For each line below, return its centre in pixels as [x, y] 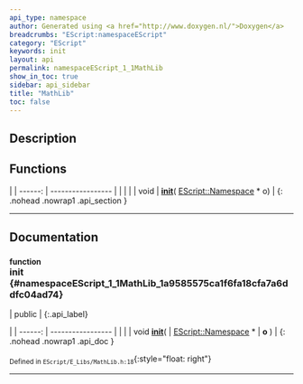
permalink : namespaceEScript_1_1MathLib [87, 69]
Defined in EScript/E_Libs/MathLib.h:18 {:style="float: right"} [110, 360]
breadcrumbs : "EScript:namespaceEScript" [88, 34]
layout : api [32, 60]
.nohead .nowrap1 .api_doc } [62, 342]
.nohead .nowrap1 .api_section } [69, 201]
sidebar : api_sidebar [50, 85]
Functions [38, 169]
